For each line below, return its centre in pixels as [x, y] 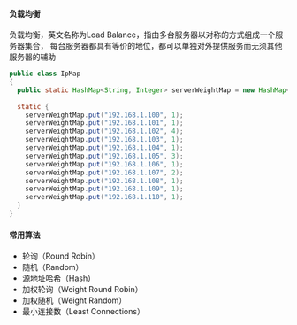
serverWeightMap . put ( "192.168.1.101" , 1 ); [104, 123]
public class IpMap [45, 74]
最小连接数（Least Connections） [84, 312]
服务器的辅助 [32, 57]
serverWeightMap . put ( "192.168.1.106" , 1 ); [104, 164]
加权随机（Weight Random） [74, 300]
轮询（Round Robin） [61, 256]
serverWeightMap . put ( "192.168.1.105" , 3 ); [104, 156]
